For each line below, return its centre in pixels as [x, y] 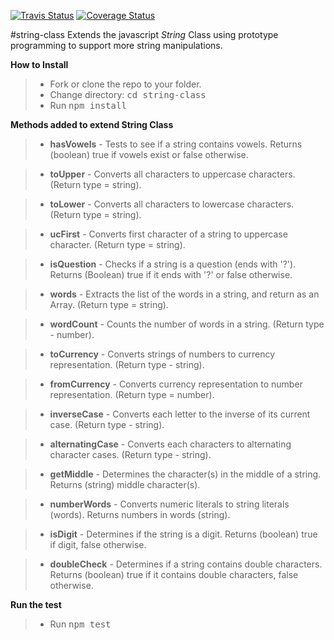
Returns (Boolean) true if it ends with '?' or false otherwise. [171, 274]
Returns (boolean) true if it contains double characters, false [174, 574]
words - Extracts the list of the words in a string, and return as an [184, 294]
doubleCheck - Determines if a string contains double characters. [186, 564]
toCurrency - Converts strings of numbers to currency [162, 354]
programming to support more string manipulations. [116, 45]
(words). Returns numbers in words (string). [140, 514]
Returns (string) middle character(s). [125, 484]
